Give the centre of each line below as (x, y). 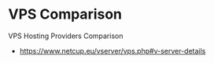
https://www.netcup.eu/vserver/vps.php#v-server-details (113, 51)
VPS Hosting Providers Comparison (66, 36)
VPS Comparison (65, 14)
